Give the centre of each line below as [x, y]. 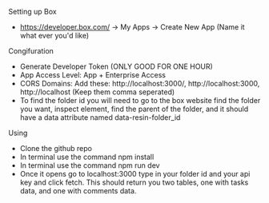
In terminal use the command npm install [87, 157]
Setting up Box [33, 12]
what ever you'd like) [54, 36]
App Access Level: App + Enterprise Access [93, 75]
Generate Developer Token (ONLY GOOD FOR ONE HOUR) [116, 66]
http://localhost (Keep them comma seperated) [97, 92]
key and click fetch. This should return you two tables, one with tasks [134, 182]
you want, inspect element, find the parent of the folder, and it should [134, 109]
